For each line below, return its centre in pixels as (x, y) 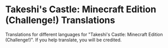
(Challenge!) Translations (60, 20)
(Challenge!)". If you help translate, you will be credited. (64, 40)
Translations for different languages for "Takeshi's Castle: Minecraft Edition (84, 34)
